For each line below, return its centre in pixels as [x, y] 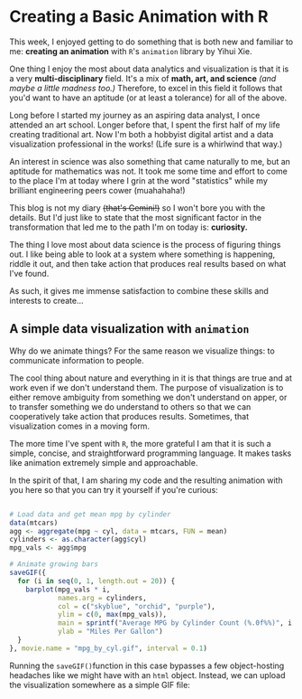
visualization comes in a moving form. [80, 426]
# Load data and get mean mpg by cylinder [90, 514]
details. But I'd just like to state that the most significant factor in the [136, 217]
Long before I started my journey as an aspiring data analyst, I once [135, 115]
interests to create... [46, 300]
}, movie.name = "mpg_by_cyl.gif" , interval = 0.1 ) [108, 648]
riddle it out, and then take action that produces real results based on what [148, 263]
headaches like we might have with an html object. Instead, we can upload [147, 675]
